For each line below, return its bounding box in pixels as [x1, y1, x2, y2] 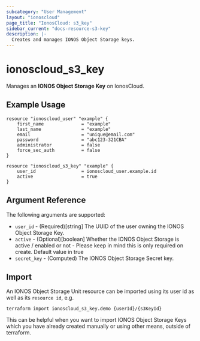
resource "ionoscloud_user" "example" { [6, 115, 109, 122]
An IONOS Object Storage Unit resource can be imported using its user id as [6, 288, 195, 295]
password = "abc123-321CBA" [17, 136, 128, 143]
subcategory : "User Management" [6, 8, 87, 15]
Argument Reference [6, 195, 86, 205]
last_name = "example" [17, 126, 111, 132]
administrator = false [17, 142, 101, 148]
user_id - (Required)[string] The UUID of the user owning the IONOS [14, 223, 184, 230]
